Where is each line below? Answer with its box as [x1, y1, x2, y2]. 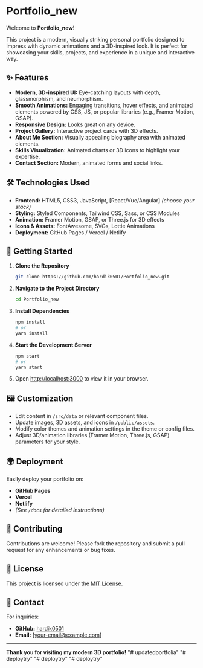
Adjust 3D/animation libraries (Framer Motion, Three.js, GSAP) [14, 432, 170, 439]
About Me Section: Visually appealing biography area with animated [14, 133, 186, 141]
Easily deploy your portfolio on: [6, 475, 84, 483]
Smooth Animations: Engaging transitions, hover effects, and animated [14, 101, 193, 109]
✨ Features [6, 72, 49, 83]
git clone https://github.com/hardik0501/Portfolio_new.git [14, 274, 170, 280]
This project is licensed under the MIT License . [6, 580, 123, 587]
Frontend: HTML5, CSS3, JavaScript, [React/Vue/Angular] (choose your [14, 196, 195, 204]
